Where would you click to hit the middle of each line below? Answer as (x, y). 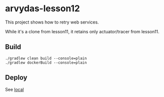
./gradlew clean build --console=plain (46, 58)
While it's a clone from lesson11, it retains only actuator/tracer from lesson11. (82, 31)
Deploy (16, 78)
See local (15, 89)
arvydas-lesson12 (43, 9)
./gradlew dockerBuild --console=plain (46, 62)
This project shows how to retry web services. (52, 22)
